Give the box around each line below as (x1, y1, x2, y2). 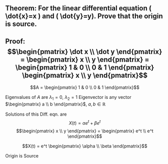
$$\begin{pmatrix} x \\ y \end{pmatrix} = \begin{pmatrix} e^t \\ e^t (16, 128, 154, 134)
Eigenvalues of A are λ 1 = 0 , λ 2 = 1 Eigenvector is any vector (5, 94, 132, 101)
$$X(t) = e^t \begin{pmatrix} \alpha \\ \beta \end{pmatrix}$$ (22, 143, 148, 149)
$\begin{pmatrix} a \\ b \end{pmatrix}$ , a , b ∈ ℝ (5, 101, 106, 107)
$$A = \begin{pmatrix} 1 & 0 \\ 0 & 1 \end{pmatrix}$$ (30, 84, 140, 90)
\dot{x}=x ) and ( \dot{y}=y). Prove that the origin (5, 12, 163, 21)
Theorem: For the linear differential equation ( (5, 4, 152, 13)
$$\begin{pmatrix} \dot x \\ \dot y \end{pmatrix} (7, 47, 162, 56)
